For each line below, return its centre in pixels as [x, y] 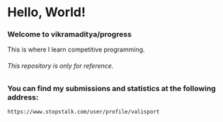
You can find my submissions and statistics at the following [111, 88]
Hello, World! [47, 12]
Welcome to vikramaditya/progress [70, 35]
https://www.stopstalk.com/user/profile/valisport [84, 112]
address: [23, 97]
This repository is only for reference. [61, 66]
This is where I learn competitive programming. [76, 49]
